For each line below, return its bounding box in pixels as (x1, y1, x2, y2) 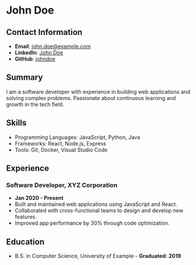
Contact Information (6, 27, 83, 37)
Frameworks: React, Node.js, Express (14, 140, 107, 147)
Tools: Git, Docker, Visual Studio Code (14, 146, 108, 153)
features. (14, 214, 37, 221)
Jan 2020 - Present (14, 195, 64, 202)
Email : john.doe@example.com (14, 43, 91, 50)
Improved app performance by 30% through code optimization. (14, 219, 170, 227)
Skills (6, 118, 27, 128)
